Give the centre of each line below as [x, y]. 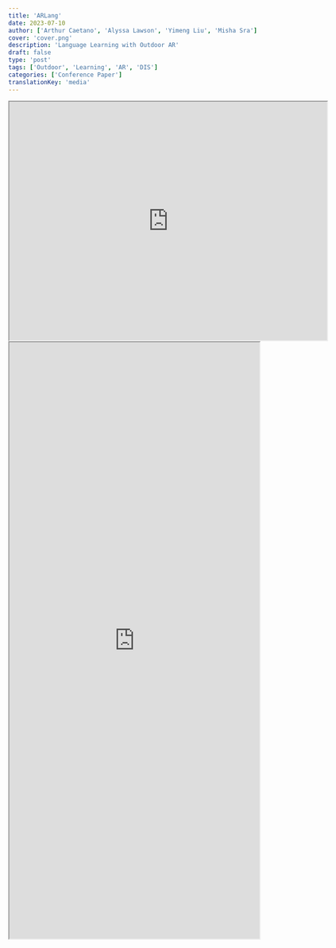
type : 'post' [30, 60]
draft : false [30, 52]
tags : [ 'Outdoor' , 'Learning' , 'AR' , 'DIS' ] [83, 68]
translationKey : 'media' [49, 82]
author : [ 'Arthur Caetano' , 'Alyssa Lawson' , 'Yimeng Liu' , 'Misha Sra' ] [133, 30]
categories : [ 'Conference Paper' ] [66, 75]
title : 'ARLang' [35, 16]
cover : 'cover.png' [41, 38]
